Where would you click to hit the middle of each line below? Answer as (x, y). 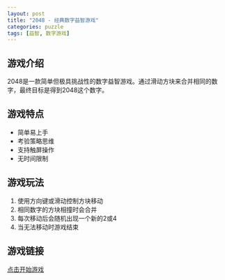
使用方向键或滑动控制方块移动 (60, 200)
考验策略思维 (36, 141)
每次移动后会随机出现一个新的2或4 (67, 218)
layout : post (26, 14)
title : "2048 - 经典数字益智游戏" (53, 20)
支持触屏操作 (36, 149)
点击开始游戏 (25, 269)
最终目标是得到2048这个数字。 (64, 90)
